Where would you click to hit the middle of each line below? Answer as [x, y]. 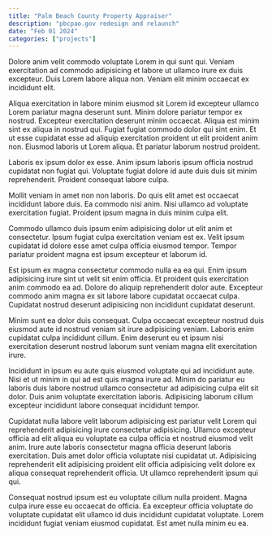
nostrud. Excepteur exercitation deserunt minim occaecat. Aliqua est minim [134, 121]
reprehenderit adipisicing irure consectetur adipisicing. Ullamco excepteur [132, 430]
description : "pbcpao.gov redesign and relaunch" [94, 24]
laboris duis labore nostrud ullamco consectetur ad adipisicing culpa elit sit [134, 388]
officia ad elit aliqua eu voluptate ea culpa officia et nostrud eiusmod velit [131, 438]
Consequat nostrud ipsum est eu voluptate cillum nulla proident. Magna [128, 498]
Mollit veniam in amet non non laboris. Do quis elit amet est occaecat [124, 195]
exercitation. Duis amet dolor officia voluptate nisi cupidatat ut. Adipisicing [133, 455]
